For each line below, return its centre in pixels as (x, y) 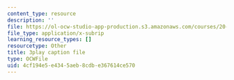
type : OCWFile (28, 59)
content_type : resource (42, 14)
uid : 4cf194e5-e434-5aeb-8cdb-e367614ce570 (71, 65)
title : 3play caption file (46, 53)
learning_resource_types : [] (49, 40)
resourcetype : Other (37, 46)
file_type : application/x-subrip (56, 33)
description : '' (31, 20)
